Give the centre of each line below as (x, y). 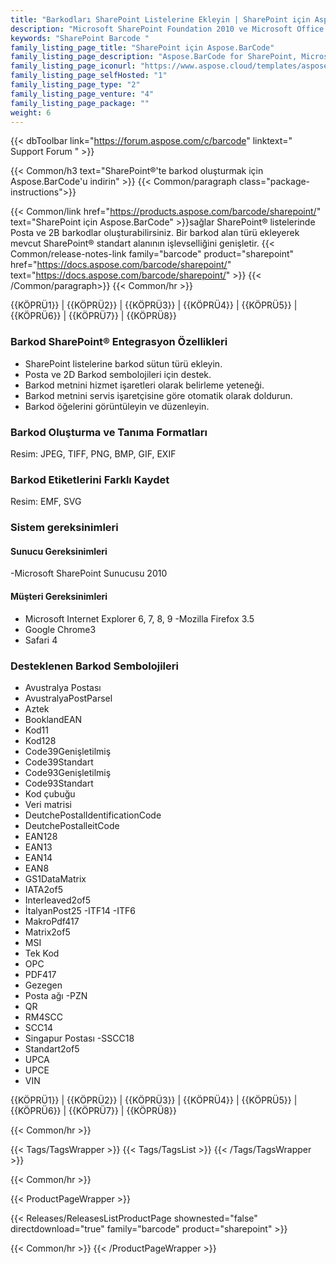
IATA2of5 (43, 889)
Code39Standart (59, 762)
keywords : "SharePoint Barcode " (80, 38)
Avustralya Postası (63, 687)
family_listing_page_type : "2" (75, 85)
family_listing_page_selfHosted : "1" (89, 76)
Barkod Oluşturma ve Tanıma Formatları (109, 432)
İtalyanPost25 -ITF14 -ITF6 (80, 910)
